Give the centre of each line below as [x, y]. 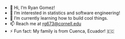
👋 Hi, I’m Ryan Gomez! [32, 8]
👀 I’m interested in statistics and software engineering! [65, 13]
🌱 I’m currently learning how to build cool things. [59, 18]
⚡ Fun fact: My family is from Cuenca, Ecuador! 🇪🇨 [62, 31]
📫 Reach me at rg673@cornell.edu [46, 24]
